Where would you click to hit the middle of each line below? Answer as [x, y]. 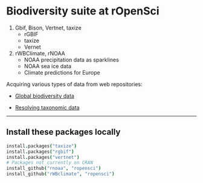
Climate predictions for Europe [62, 72]
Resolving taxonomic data [47, 107]
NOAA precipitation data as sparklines [71, 60]
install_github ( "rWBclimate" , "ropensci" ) [60, 174]
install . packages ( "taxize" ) [42, 146]
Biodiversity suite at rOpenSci [83, 11]
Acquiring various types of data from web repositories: [74, 84]
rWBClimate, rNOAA [40, 53]
